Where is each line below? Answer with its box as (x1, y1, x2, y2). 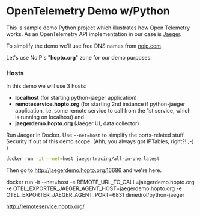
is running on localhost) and (14, 113, 84, 121)
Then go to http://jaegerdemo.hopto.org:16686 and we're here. (6, 167, 162, 174)
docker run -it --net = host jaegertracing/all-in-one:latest (6, 156, 160, 162)
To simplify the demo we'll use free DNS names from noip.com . (6, 42, 163, 49)
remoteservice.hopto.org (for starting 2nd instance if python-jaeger (14, 100, 186, 108)
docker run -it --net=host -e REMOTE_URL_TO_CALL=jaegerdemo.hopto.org (6, 179, 195, 186)
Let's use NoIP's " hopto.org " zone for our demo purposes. (6, 54, 152, 61)
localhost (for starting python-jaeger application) (14, 94, 137, 102)
